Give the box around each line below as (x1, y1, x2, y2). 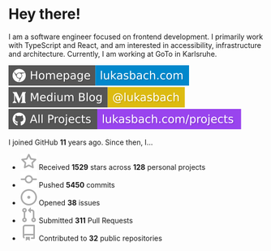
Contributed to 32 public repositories (38, 233, 162, 243)
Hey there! (8, 5, 81, 24)
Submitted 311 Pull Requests (38, 215, 134, 225)
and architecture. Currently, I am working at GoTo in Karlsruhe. (8, 49, 217, 58)
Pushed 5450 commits (38, 180, 115, 189)
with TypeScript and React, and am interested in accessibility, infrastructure (8, 40, 262, 50)
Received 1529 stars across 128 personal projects (38, 162, 206, 171)
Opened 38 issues (38, 197, 101, 207)
